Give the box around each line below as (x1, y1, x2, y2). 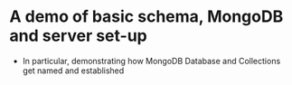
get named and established (22, 65, 125, 76)
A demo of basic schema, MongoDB (9, 6, 284, 27)
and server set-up (9, 25, 147, 46)
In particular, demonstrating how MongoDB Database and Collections (22, 55, 281, 66)
